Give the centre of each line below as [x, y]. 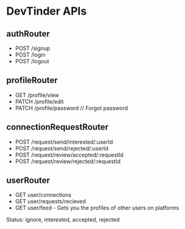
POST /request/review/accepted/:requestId [69, 155]
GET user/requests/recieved [51, 202]
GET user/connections [43, 195]
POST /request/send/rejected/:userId [61, 148]
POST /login [30, 55]
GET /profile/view [37, 95]
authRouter [28, 34]
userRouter [28, 181]
